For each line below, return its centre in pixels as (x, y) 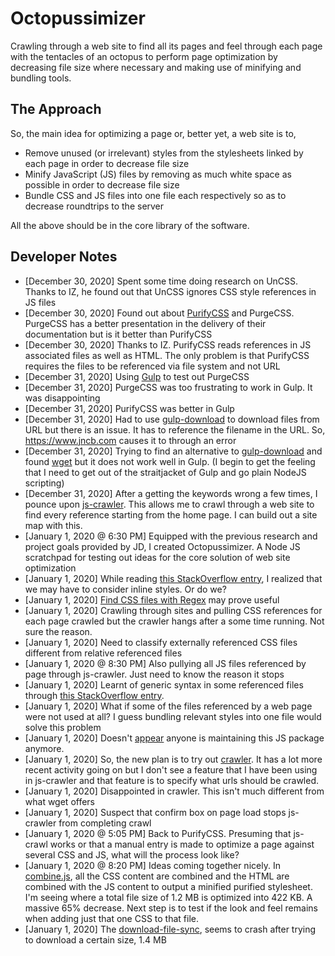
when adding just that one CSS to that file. (111, 918)
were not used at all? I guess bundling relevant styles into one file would (173, 716)
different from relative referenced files (103, 653)
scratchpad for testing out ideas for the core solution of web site (157, 557)
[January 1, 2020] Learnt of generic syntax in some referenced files (164, 684)
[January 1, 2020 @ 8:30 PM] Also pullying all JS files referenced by (165, 663)
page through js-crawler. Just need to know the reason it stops (154, 674)
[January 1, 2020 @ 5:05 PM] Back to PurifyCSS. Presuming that (158, 833)
